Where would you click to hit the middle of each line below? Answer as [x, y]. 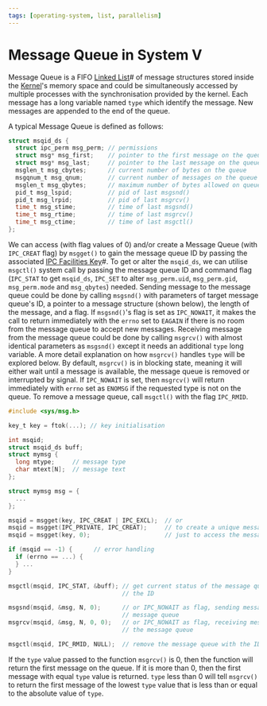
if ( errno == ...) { [49, 557]
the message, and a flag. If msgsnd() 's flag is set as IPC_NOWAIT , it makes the [132, 312]
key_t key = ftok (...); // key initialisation [87, 425]
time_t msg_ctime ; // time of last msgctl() [104, 222]
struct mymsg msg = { [44, 491]
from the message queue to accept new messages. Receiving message [125, 329]
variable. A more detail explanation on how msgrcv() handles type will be [127, 354]
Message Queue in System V [105, 54]
